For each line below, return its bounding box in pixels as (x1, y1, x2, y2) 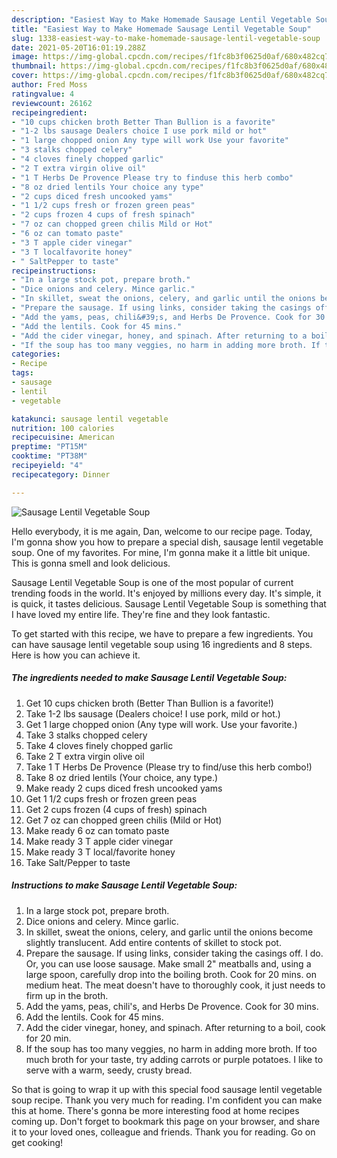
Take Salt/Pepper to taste (25, 856, 131, 868)
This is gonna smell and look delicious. (11, 557, 171, 569)
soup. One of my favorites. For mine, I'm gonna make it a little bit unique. (11, 546, 311, 558)
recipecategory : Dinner (11, 469, 111, 480)
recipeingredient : (11, 107, 88, 118)
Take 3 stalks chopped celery (25, 729, 148, 741)
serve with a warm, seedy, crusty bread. (25, 1064, 193, 1076)
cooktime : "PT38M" (11, 451, 88, 461)
